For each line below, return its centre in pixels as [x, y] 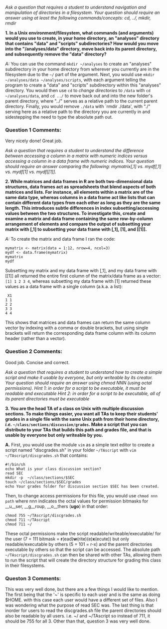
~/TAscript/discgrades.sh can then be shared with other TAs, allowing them [83, 554]
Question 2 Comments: [34, 351]
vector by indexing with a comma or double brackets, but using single [77, 328]
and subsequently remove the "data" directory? [56, 54]
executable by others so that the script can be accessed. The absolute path [83, 549]
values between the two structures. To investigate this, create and [75, 213]
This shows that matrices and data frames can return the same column [78, 323]
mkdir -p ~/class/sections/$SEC [40, 477]
